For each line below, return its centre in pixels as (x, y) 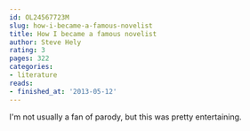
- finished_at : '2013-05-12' (63, 91)
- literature (33, 75)
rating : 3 (28, 50)
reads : (21, 83)
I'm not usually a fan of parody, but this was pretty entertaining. (125, 117)
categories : (31, 67)
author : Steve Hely (45, 42)
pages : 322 (29, 58)
